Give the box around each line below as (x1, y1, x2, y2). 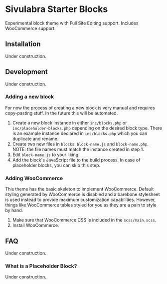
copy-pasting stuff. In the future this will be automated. (5, 110, 118, 116)
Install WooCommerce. (12, 222, 59, 228)
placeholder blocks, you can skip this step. (12, 162, 101, 168)
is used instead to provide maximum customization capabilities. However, (5, 196, 156, 203)
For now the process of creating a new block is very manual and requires (5, 104, 156, 110)
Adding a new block (5, 93, 54, 100)
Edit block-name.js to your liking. (12, 151, 80, 157)
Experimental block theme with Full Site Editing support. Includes (5, 20, 139, 26)
